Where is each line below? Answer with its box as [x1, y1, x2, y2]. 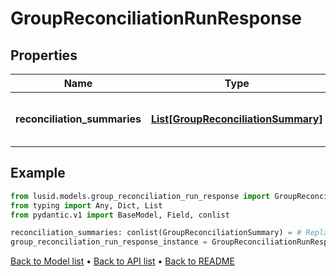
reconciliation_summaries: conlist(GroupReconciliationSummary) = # [10, 228, 302, 238]
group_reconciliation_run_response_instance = [10, 237, 208, 247]
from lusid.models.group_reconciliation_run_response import [10, 191, 271, 201]
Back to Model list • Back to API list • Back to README [10, 255, 235, 267]
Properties [10, 47, 78, 64]
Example [10, 165, 66, 182]
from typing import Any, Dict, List [10, 200, 163, 211]
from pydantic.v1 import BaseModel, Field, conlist [10, 210, 230, 220]
